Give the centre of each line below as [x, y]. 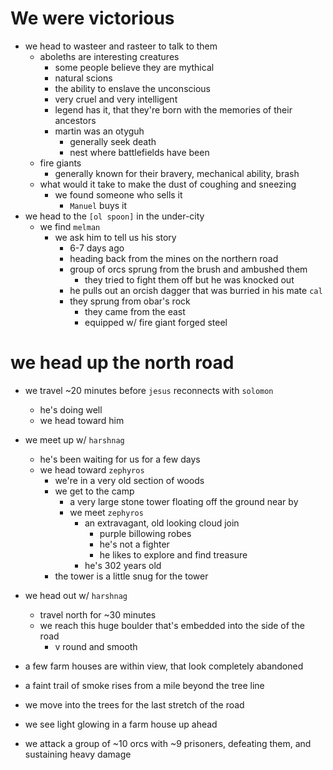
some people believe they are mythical [134, 67]
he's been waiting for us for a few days [120, 459]
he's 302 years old [123, 565]
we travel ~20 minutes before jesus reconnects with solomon [149, 390]
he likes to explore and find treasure [173, 554]
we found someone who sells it [118, 194]
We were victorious [92, 18]
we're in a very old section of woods [129, 480]
